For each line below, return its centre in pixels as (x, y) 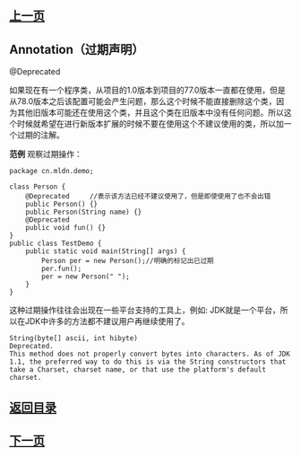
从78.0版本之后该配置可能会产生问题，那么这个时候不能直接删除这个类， (143, 101)
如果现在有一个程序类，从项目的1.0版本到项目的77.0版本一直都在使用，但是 (148, 90)
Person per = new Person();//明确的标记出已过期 (128, 261)
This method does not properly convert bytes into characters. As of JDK (150, 354)
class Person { (38, 187)
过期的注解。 (40, 135)
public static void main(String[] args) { (106, 251)
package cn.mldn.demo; (52, 171)
